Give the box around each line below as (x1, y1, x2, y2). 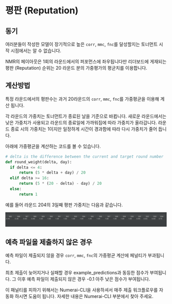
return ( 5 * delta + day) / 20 (18, 170, 86, 176)
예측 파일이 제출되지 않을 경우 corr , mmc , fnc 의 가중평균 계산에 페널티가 (5, 252, 147, 258)
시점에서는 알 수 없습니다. (10, 48, 61, 54)
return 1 (18, 191, 38, 197)
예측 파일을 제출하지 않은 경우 (5, 237, 93, 246)
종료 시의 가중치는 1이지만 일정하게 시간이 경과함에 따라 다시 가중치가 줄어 (10, 126, 158, 132)
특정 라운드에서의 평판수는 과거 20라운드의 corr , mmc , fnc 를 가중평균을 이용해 (5, 96, 160, 102)
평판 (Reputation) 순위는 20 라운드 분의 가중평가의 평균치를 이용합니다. (5, 65, 147, 71)
